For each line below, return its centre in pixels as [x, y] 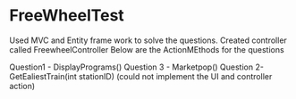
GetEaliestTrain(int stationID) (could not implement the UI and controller [141, 76]
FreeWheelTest [67, 16]
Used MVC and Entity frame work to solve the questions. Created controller [148, 40]
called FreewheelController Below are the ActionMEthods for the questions [147, 49]
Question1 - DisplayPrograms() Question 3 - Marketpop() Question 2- [136, 67]
